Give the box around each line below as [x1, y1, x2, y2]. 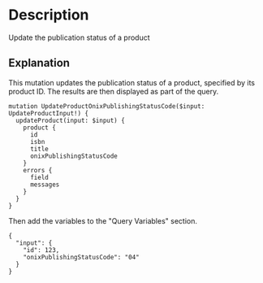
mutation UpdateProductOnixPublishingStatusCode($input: [8, 102, 205, 111]
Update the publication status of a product [8, 33, 150, 42]
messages [29, 181, 60, 189]
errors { [23, 166, 53, 174]
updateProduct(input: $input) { [15, 116, 126, 124]
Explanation [8, 56, 71, 70]
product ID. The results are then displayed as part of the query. [8, 86, 219, 96]
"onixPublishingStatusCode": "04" [23, 253, 140, 261]
